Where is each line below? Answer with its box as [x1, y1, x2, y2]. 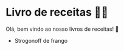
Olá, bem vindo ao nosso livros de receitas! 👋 [5, 25, 119, 33]
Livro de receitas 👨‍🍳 [5, 5, 109, 19]
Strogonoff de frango [14, 37, 68, 44]
